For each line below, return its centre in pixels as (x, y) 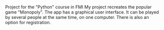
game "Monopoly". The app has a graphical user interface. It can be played (82, 12)
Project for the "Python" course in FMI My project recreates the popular (79, 7)
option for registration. (28, 22)
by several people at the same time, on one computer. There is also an (77, 17)
